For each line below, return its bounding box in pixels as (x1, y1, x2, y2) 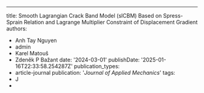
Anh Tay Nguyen (15, 37, 57, 44)
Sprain (6, 19, 23, 26)
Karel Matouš (15, 50, 49, 57)
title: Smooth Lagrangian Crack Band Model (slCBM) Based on (6, 12, 162, 19)
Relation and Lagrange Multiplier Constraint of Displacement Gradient (24, 19, 198, 26)
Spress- (163, 12, 183, 19)
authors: (6, 25, 27, 32)
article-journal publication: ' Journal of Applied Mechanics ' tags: (15, 69, 175, 76)
